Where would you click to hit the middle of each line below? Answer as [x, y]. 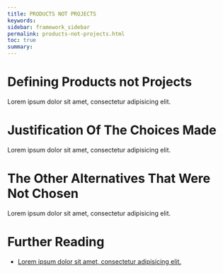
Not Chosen [43, 194]
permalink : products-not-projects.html [66, 34]
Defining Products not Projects [100, 82]
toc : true [22, 40]
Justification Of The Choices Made [112, 130]
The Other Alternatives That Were [109, 179]
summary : [20, 47]
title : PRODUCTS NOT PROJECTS [52, 14]
